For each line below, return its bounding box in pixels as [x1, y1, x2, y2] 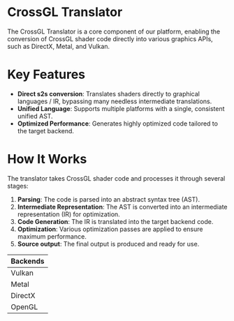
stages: [7, 181, 29, 190]
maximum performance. [17, 232, 87, 241]
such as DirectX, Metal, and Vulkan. [7, 42, 110, 50]
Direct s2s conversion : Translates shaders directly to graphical [17, 89, 200, 98]
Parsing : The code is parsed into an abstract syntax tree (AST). [17, 195, 200, 203]
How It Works [7, 151, 87, 167]
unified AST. [17, 112, 54, 120]
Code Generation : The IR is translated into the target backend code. [17, 217, 214, 225]
